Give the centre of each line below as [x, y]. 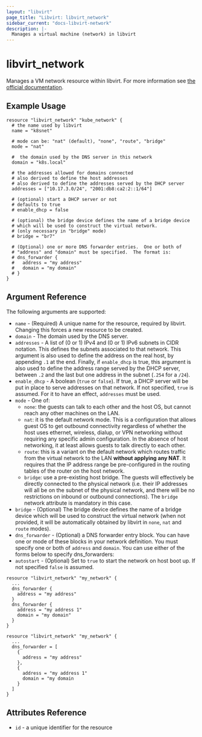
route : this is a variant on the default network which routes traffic [105, 451]
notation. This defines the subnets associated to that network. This [98, 349]
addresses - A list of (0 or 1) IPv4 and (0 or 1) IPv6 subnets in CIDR [97, 342]
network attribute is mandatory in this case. [78, 503]
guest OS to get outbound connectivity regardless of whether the [105, 426]
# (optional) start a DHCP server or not [65, 199]
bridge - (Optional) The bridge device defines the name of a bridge [98, 509]
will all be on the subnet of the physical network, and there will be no [109, 490]
